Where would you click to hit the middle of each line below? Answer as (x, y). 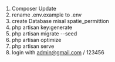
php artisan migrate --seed (44, 34)
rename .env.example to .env (47, 15)
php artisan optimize (36, 40)
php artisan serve (33, 46)
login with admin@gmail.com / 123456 (58, 52)
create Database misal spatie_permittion (60, 21)
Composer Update (34, 9)
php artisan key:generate (42, 27)
